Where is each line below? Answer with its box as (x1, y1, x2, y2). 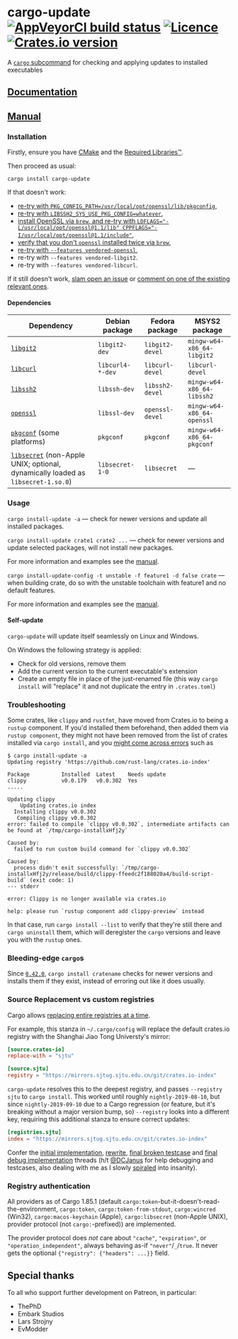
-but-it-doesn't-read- (157, 1197, 220, 1206)
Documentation (7, 86, 78, 98)
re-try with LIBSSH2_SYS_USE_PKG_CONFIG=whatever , (17, 209, 164, 218)
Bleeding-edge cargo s (7, 953, 84, 963)
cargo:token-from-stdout (98, 1206, 171, 1213)
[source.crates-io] (7, 1046, 65, 1053)
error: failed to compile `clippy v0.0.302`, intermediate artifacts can (7, 821, 230, 828)
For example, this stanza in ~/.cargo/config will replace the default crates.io (7, 1025, 230, 1033)
